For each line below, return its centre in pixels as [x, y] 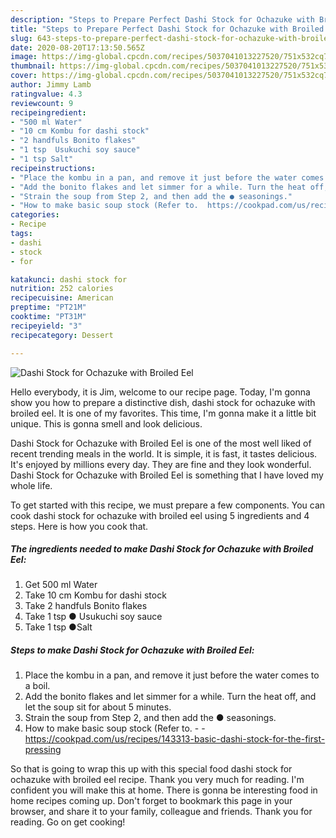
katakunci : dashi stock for [69, 279]
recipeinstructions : [53, 168]
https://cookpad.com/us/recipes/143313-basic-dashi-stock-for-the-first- [175, 739]
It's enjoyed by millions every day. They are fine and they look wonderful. [161, 464]
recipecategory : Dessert [62, 335]
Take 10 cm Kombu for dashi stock [95, 595]
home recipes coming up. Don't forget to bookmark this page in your [151, 801]
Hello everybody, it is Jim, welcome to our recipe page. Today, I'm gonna [160, 392]
